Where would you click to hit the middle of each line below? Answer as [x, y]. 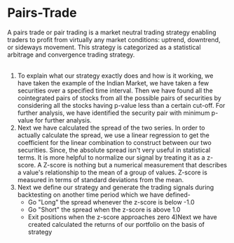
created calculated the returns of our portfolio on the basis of [116, 224]
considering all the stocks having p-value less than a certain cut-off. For [121, 105]
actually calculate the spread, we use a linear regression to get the [113, 135]
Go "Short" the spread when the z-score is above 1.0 [104, 209]
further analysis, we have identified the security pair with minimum [113, 113]
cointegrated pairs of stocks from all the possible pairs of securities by [119, 98]
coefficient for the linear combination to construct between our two [114, 142]
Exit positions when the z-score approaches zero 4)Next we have [122, 217]
